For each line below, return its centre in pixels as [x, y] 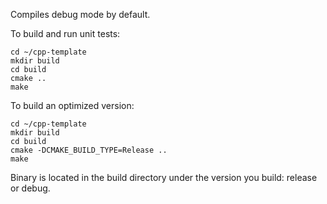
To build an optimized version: [72, 105]
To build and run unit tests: [65, 33]
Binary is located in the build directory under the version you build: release [164, 177]
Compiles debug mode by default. [80, 14]
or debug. [30, 188]
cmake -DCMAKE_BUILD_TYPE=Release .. [89, 150]
